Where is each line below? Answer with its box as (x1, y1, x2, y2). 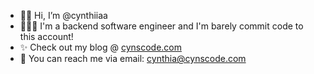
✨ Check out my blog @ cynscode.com (19, 41, 183, 53)
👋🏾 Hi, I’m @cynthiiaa (19, 10, 108, 21)
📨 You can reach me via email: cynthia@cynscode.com (19, 53, 247, 64)
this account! (19, 31, 74, 42)
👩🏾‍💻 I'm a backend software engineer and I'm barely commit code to (19, 20, 304, 32)
